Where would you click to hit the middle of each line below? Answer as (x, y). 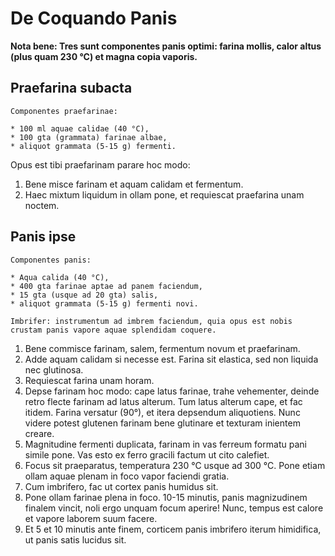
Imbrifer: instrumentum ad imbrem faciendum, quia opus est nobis (151, 321)
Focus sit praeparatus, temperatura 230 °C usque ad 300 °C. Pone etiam (175, 465)
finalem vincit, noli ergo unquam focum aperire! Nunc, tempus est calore (174, 508)
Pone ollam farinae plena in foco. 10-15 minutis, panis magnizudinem (166, 497)
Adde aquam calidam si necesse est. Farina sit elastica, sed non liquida (171, 359)
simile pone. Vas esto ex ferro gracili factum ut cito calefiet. (147, 454)
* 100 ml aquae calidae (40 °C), (80, 128)
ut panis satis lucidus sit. (75, 539)
